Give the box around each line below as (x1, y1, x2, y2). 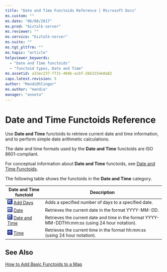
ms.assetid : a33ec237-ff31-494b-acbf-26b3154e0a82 (5, 71, 112, 76)
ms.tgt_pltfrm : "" (5, 45, 43, 50)
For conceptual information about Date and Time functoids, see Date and (5, 160, 156, 166)
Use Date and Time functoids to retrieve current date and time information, (5, 131, 159, 136)
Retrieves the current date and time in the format (45, 214, 144, 220)
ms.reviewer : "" (5, 29, 39, 34)
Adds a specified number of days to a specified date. (45, 199, 153, 205)
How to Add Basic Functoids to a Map (5, 262, 83, 268)
